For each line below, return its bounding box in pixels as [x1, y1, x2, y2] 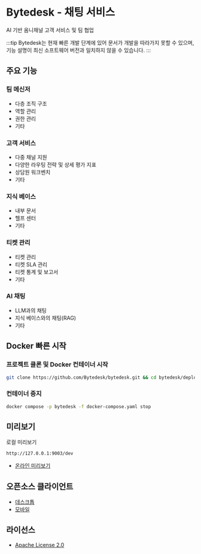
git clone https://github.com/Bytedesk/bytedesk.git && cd [6, 375, 157, 381]
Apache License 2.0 [14, 541, 65, 548]
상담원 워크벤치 [14, 168, 51, 175]
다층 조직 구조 [14, 100, 47, 107]
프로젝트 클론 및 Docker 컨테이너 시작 [6, 360, 109, 369]
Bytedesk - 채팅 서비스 [6, 5, 115, 19]
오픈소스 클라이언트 [6, 481, 74, 491]
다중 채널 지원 [14, 153, 47, 160]
